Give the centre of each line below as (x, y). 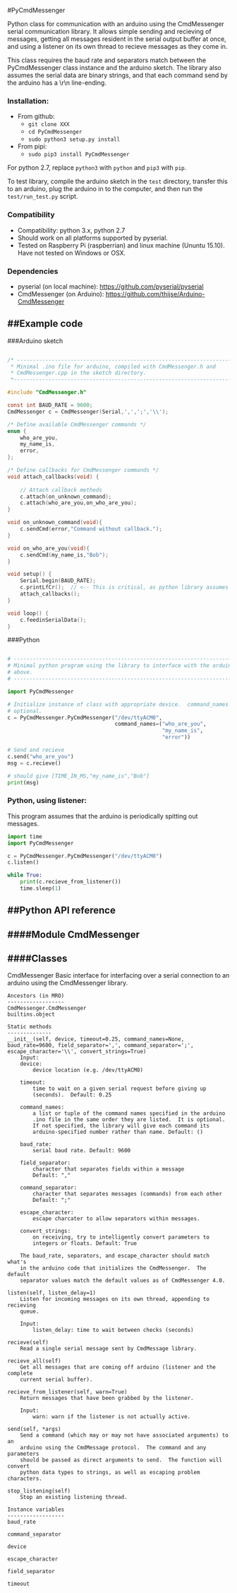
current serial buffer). (56, 1380)
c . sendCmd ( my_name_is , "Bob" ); (65, 555)
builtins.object (31, 1014)
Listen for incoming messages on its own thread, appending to (115, 1299)
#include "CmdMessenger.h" (47, 393)
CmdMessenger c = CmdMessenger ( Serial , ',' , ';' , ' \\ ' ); (88, 412)
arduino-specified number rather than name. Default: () (118, 1132)
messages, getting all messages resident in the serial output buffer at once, (117, 39)
